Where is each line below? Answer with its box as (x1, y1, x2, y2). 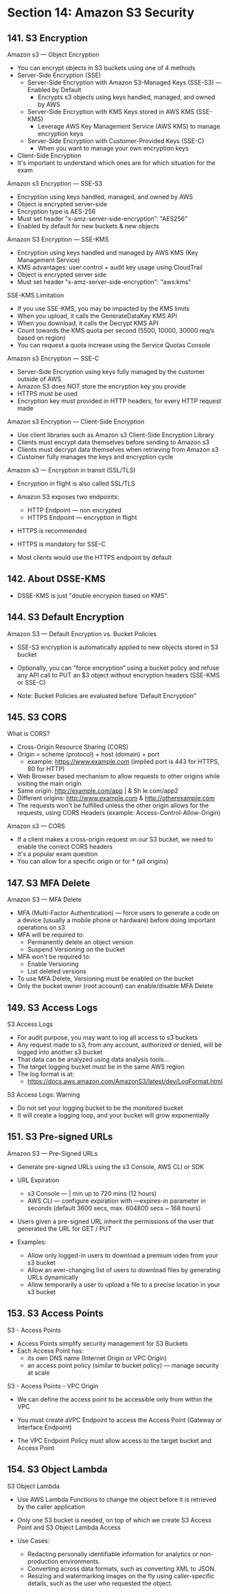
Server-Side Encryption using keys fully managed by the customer (16, 368, 205, 375)
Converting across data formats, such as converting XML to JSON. (27, 1564, 216, 1573)
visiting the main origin (16, 779, 82, 788)
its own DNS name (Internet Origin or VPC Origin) (27, 1353, 167, 1362)
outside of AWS (16, 375, 62, 383)
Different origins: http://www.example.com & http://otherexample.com (16, 794, 215, 803)
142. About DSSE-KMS (7, 573, 106, 585)
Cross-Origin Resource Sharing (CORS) (16, 743, 129, 751)
